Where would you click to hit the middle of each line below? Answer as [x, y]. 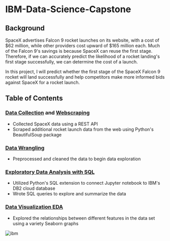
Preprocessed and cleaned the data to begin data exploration [77, 159]
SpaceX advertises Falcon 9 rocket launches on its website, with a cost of [82, 40]
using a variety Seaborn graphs [45, 223]
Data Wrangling [25, 148]
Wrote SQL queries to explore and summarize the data [69, 194]
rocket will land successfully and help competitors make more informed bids [85, 77]
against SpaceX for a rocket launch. [43, 82]
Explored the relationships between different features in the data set [84, 218]
